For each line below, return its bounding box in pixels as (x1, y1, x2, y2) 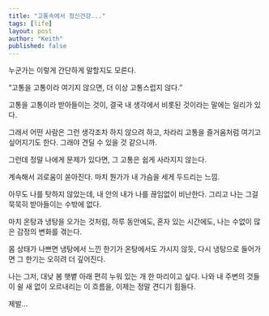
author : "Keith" (8, 34, 63, 43)
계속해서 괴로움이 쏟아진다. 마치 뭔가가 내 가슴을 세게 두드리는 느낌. (8, 172, 220, 182)
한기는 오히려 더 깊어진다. (25, 254, 106, 264)
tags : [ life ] (8, 19, 53, 28)
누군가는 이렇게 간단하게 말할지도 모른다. (8, 66, 136, 76)
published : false (8, 42, 67, 50)
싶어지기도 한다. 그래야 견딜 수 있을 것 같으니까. (8, 137, 158, 147)
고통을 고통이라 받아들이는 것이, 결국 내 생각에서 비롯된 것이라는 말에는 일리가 (8, 100, 253, 110)
